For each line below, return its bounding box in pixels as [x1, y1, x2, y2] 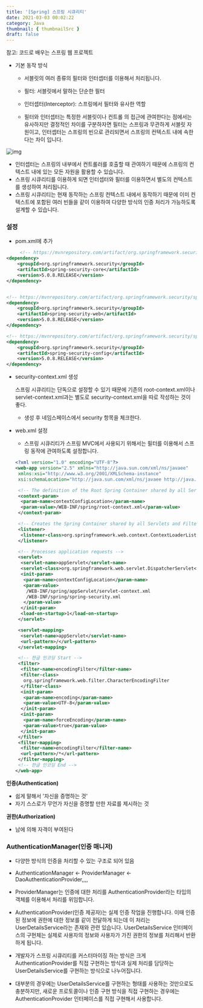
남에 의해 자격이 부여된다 [14, 826, 74, 833]
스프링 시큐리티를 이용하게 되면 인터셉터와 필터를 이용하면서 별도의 [14, 176, 172, 183]
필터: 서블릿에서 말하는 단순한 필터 [24, 87, 105, 95]
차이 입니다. [35, 136, 63, 143]
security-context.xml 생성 [14, 373, 79, 381]
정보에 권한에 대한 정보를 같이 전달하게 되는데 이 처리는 [21, 916, 151, 924]
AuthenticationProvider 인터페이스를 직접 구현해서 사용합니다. [14, 995, 163, 1003]
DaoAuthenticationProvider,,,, [14, 876, 89, 883]
